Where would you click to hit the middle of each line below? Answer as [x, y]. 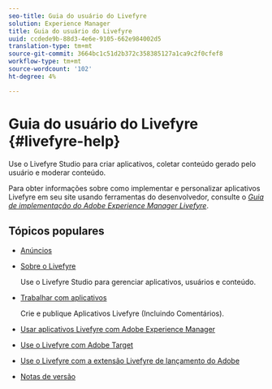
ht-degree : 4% [32, 76]
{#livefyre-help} [65, 141]
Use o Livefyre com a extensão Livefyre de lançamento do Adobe [130, 361]
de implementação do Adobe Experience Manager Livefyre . [109, 205]
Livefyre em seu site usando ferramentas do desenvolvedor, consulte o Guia [136, 197]
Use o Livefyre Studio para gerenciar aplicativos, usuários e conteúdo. [138, 282]
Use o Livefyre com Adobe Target [77, 345]
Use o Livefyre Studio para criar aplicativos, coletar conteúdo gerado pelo [132, 164]
